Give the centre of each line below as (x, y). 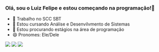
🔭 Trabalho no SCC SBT (37, 19)
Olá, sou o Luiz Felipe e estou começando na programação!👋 (80, 8)
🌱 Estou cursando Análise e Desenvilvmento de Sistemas (71, 24)
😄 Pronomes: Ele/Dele (35, 35)
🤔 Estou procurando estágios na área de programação (68, 29)
